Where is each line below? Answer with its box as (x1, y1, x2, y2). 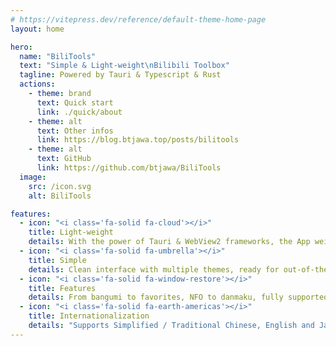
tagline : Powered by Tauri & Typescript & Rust (19, 70, 222, 80)
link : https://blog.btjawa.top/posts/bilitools (36, 135, 240, 145)
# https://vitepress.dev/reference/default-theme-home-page (10, 14, 267, 25)
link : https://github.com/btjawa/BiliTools (36, 163, 222, 173)
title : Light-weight (28, 227, 114, 238)
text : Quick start (36, 97, 114, 108)
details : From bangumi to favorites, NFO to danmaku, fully (28, 292, 284, 303)
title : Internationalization (28, 311, 150, 321)
